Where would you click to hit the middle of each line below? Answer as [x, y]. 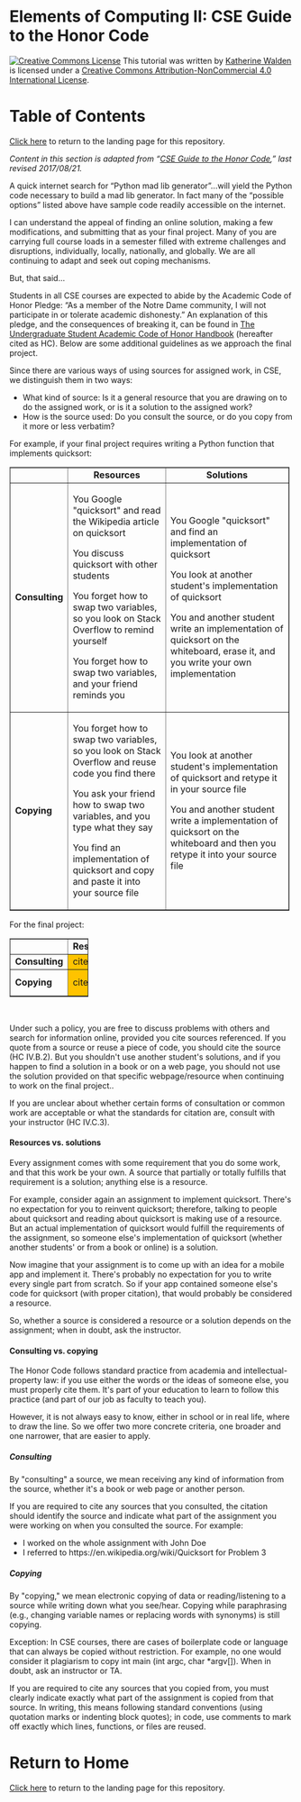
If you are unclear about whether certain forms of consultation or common [147, 1103]
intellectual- [265, 1370]
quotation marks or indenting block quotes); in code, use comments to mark [150, 1717]
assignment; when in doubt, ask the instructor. [96, 1330]
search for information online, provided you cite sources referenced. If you [148, 1037]
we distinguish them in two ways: [71, 379]
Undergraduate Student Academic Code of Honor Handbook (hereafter [141, 333]
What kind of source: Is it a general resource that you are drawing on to [155, 397]
